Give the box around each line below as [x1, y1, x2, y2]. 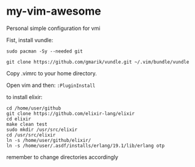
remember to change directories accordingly [6, 153, 119, 160]
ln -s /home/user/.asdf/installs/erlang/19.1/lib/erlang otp [6, 143, 165, 149]
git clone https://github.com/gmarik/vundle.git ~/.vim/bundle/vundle [6, 59, 190, 65]
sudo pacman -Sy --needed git [6, 48, 83, 54]
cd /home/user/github [6, 105, 62, 111]
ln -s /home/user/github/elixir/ [6, 137, 91, 143]
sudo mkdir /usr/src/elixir [6, 127, 78, 133]
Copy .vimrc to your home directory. [6, 69, 97, 77]
